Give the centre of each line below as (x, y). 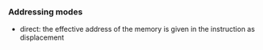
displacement (42, 37)
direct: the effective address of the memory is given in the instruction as (137, 29)
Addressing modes (46, 12)
